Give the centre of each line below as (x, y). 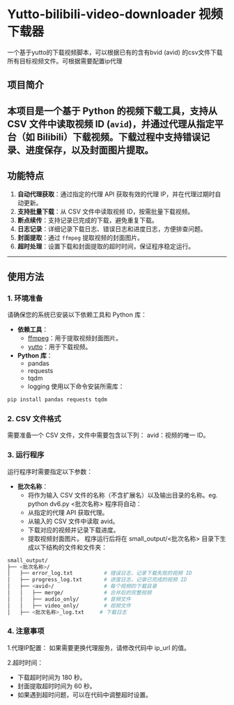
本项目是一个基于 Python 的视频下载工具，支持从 (112, 111)
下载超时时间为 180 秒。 (52, 677)
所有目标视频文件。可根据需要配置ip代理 (65, 61)
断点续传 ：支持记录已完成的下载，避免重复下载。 (87, 220)
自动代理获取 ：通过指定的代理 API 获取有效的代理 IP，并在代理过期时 (116, 194)
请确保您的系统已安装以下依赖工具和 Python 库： (77, 315)
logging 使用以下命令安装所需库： (76, 386)
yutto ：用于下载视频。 (60, 347)
